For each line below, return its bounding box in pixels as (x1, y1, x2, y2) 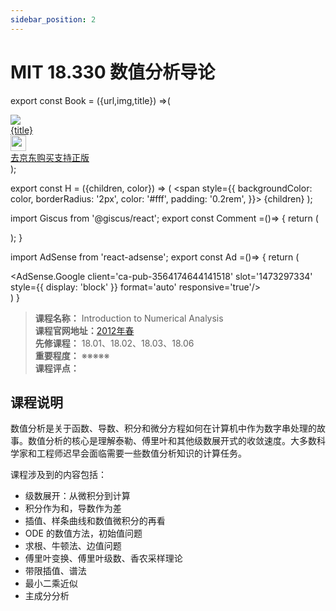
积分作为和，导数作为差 (24, 502, 122, 515)
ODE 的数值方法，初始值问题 (24, 527, 143, 540)
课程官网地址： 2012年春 (34, 324, 135, 336)
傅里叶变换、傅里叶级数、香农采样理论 (24, 552, 183, 565)
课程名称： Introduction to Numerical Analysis (34, 312, 224, 324)
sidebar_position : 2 (10, 14, 97, 25)
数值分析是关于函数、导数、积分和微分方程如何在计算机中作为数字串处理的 (10, 422, 317, 435)
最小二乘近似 (24, 577, 78, 590)
